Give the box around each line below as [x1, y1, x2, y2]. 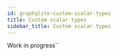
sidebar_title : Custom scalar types [7, 23, 111, 29]
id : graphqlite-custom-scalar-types [7, 10, 111, 17]
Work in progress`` [7, 42, 59, 50]
